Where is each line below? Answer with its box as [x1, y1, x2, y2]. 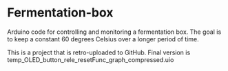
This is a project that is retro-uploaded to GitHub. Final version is [7, 48, 191, 57]
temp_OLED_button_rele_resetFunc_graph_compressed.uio [7, 55, 174, 63]
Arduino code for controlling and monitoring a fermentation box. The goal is [7, 28, 222, 36]
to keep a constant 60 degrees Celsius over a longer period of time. [7, 34, 200, 43]
